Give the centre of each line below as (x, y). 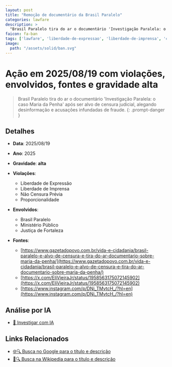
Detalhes (20, 131)
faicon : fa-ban (21, 34)
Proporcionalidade (40, 200)
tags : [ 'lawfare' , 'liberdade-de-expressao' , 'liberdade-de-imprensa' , (83, 39)
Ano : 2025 (24, 153)
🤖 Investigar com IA (33, 323)
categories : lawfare (27, 20)
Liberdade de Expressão (46, 183)
